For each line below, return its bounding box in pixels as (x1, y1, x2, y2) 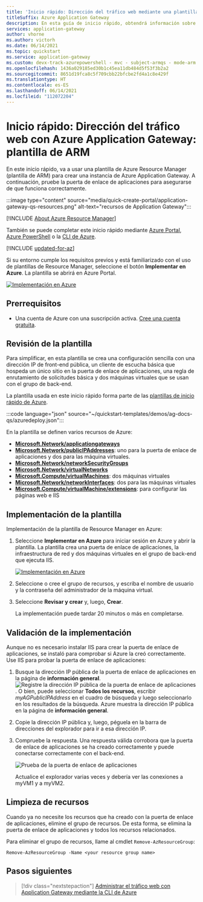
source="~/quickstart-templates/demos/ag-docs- (68, 410, 193, 418)
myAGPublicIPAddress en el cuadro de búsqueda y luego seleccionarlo (14, 693, 192, 701)
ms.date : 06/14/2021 (6, 43, 59, 49)
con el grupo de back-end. (6, 380, 72, 388)
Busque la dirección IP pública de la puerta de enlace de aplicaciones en (14, 668, 196, 675)
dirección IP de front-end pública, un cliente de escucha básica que (6, 361, 175, 369)
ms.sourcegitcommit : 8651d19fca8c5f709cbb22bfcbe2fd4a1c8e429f (6, 71, 169, 77)
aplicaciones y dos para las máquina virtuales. (14, 453, 130, 461)
